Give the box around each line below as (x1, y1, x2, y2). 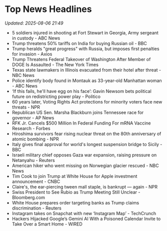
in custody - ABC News (11, 35, 60, 41)
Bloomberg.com (11, 194, 45, 200)
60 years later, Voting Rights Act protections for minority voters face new (11, 98, 162, 104)
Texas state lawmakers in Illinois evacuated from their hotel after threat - (11, 66, 161, 73)
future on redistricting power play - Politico (11, 93, 101, 99)
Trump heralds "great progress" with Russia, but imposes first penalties (11, 45, 159, 51)
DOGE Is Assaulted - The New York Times (11, 61, 98, 67)
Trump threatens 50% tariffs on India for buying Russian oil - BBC (11, 40, 147, 46)
